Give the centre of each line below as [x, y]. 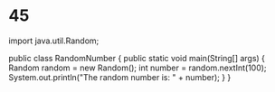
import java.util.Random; [54, 41]
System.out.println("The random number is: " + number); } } [120, 77]
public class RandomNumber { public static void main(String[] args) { [137, 58]
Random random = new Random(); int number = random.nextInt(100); [138, 68]
